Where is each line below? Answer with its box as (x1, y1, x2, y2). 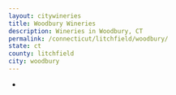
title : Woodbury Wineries (8, 19, 96, 28)
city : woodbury (8, 58, 60, 66)
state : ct (8, 42, 42, 50)
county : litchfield (8, 50, 75, 58)
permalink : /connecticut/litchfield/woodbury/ (8, 34, 169, 43)
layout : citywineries (8, 11, 82, 20)
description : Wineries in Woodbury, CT (8, 27, 144, 35)
